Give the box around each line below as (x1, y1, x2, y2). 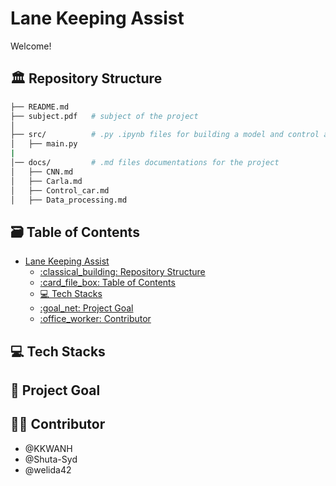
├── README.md (10, 102, 70, 112)
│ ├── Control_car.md (10, 185, 110, 196)
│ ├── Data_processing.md (10, 195, 128, 205)
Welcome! (10, 40, 52, 52)
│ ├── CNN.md (10, 167, 74, 177)
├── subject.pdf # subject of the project (10, 111, 199, 121)
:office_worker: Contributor (39, 313, 152, 325)
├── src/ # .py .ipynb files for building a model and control (10, 130, 320, 140)
